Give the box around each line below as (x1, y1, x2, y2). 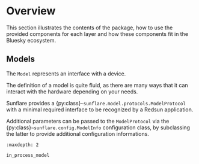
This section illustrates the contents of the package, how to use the (6, 24, 173, 31)
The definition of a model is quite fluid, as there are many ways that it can (6, 81, 188, 89)
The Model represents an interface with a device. (6, 70, 126, 77)
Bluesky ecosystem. (6, 37, 56, 44)
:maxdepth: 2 (6, 142, 39, 148)
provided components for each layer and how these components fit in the (6, 30, 188, 37)
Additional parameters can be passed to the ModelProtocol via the (6, 117, 170, 124)
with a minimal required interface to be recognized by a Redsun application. (6, 106, 194, 113)
